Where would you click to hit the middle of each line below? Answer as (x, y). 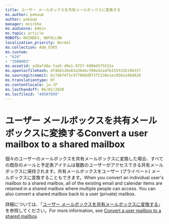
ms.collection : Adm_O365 (31, 47)
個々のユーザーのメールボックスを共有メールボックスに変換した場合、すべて (84, 159)
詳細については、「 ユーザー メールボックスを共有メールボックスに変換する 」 (84, 204)
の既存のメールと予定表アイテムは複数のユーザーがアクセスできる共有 (78, 165)
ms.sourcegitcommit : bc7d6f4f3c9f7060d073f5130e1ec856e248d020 (73, 76)
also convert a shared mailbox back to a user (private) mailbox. (71, 194)
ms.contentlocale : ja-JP (31, 85)
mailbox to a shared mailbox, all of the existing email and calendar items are (84, 183)
